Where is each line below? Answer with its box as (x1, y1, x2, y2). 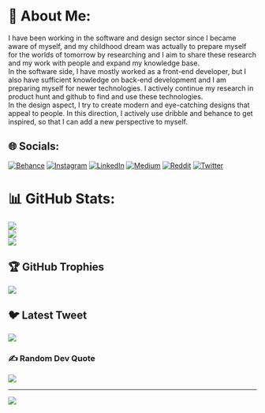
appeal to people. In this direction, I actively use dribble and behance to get (8, 108, 254, 117)
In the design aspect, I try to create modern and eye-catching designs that (8, 100, 250, 110)
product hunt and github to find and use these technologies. (8, 91, 203, 101)
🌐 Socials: (8, 140, 60, 153)
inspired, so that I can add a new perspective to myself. (8, 117, 188, 126)
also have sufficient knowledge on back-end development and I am (8, 75, 227, 84)
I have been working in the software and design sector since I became (8, 33, 237, 43)
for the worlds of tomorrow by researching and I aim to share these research (8, 50, 256, 59)
